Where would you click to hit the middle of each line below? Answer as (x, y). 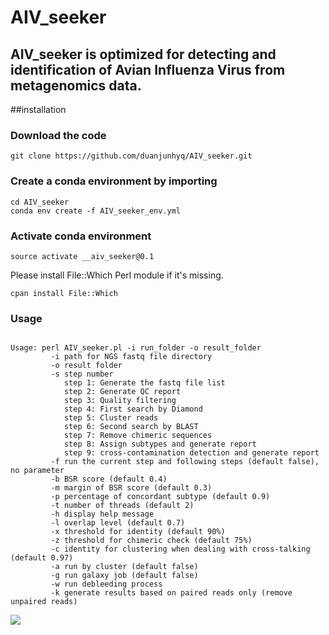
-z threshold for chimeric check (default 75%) (151, 541)
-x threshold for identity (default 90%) (138, 532)
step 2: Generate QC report (122, 392)
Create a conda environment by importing (114, 181)
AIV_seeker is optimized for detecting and (143, 54)
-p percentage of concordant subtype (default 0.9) (160, 497)
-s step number (82, 374)
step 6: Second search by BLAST (131, 427)
